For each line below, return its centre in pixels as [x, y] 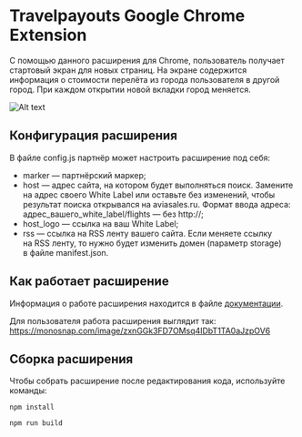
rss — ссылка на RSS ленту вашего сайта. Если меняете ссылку [147, 233]
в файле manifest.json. [65, 252]
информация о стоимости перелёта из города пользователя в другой [145, 79]
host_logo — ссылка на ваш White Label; [101, 223]
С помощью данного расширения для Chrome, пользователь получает [147, 60]
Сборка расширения [71, 359]
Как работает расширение [90, 282]
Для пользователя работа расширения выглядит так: [113, 320]
